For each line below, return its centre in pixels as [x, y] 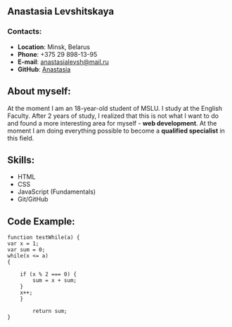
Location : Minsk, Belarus [53, 47]
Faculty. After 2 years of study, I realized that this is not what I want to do [113, 116]
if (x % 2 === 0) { [49, 274]
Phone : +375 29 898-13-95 [57, 54]
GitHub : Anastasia [44, 69]
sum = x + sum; [55, 281]
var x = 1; [23, 244]
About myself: [39, 92]
